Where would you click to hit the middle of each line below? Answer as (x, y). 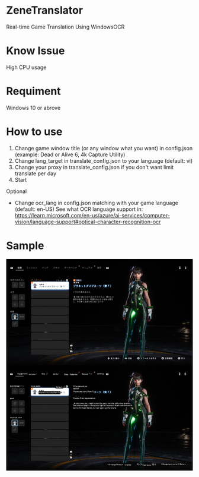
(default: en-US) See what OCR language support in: (79, 209)
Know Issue (36, 51)
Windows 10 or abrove (33, 108)
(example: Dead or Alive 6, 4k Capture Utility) (70, 154)
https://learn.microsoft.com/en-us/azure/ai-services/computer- (92, 215)
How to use (34, 132)
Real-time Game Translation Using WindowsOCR (65, 27)
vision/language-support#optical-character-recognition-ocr (88, 222)
